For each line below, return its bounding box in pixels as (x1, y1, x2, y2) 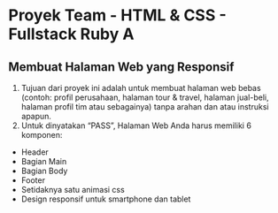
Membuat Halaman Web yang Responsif (8, 59, 235, 74)
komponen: (20, 130, 63, 140)
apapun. (20, 111, 52, 121)
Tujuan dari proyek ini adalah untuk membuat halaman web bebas (20, 83, 262, 93)
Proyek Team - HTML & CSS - (8, 5, 227, 26)
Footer (20, 175, 46, 186)
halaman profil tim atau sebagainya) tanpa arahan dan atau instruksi (20, 102, 269, 111)
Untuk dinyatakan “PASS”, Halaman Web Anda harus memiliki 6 (20, 120, 251, 131)
